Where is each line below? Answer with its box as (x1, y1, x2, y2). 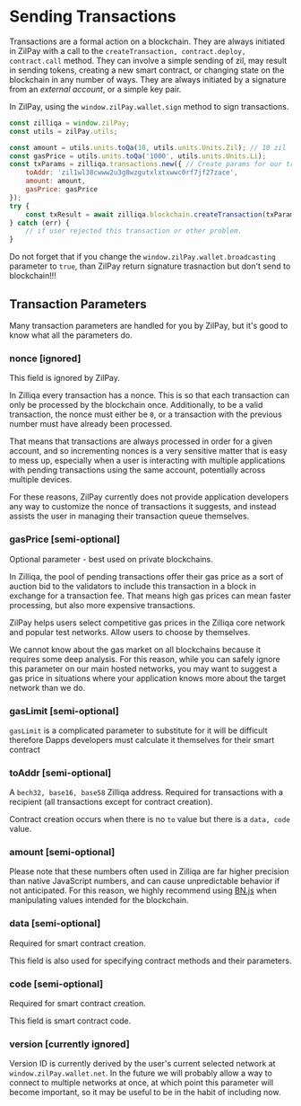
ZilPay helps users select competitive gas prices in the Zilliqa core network (9, 617, 286, 628)
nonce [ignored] (9, 352, 82, 365)
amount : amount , (25, 177, 87, 186)
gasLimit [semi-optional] (9, 704, 119, 717)
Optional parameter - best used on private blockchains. (9, 553, 213, 564)
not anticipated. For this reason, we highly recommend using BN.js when (9, 885, 278, 896)
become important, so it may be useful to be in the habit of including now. (9, 1087, 281, 1098)
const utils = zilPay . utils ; (9, 127, 118, 136)
